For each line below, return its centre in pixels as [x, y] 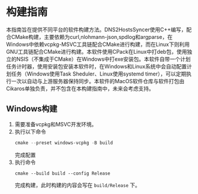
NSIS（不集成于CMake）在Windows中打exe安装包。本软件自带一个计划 [103, 59]
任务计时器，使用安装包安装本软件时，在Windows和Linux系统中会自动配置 [97, 66]
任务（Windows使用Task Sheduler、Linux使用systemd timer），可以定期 [99, 74]
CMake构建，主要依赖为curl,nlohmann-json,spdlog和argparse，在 [92, 37]
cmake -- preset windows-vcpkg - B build [64, 143]
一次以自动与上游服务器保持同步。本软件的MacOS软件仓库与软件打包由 [98, 81]
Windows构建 [32, 109]
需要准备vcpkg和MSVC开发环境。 [56, 124]
